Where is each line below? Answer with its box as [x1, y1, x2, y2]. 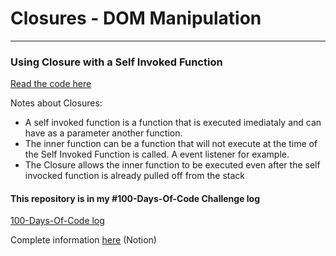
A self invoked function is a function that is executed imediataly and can [24, 117, 322, 129]
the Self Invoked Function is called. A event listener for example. [24, 148, 290, 161]
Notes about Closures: [10, 97, 103, 109]
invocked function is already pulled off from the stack [24, 170, 246, 182]
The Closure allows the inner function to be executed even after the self [24, 159, 321, 171]
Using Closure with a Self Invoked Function [10, 55, 223, 69]
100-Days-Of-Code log [10, 215, 105, 227]
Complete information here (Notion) [10, 234, 157, 246]
